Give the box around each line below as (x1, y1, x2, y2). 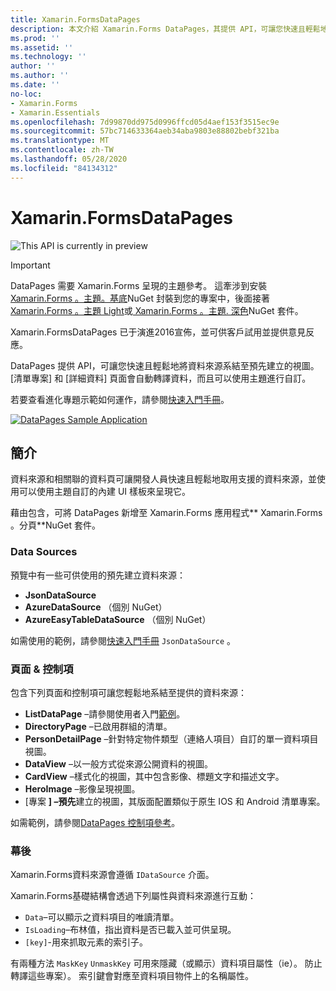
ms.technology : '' (10, 52, 87, 62)
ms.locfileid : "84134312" (10, 163, 118, 173)
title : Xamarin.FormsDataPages (10, 14, 141, 25)
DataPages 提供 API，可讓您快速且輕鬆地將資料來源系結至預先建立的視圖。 (10, 359, 320, 371)
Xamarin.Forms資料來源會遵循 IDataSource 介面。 (10, 869, 215, 881)
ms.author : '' (10, 71, 70, 81)
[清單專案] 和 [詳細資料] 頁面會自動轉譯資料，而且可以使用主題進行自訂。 (10, 372, 312, 384)
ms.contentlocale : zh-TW (10, 145, 114, 155)
